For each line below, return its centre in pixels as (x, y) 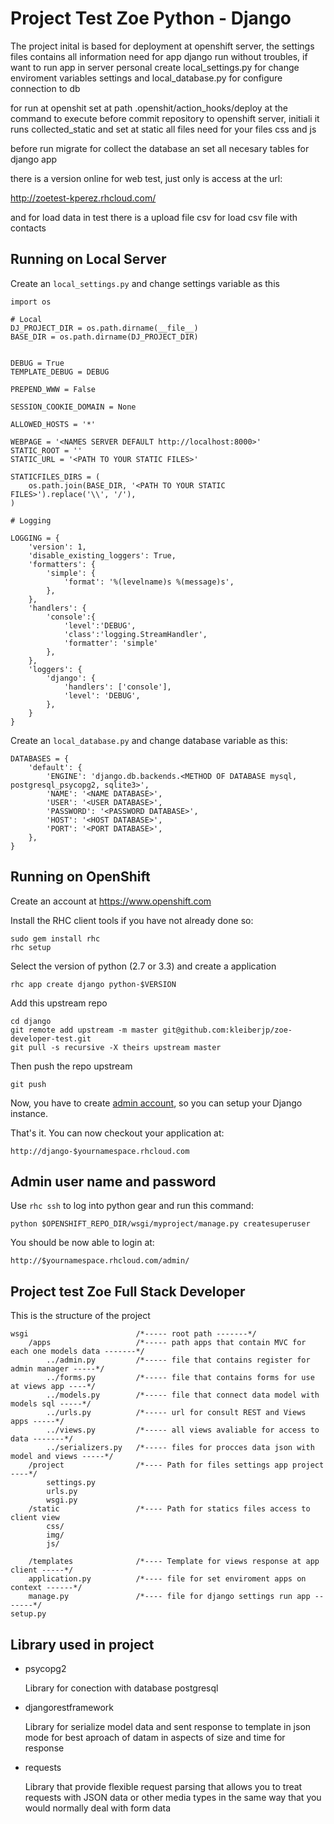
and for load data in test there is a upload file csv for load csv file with (154, 217)
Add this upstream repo (59, 1003)
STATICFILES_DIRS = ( (55, 477)
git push (28, 1084)
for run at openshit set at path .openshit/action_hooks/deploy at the (149, 108)
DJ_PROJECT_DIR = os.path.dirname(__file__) (104, 328)
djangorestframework (69, 1707)
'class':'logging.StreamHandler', (135, 634)
